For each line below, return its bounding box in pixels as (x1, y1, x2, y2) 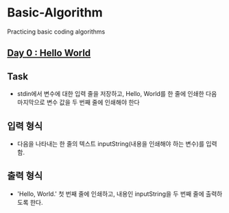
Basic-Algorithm (7, 5, 103, 21)
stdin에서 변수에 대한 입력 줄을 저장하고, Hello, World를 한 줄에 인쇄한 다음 (16, 90, 217, 98)
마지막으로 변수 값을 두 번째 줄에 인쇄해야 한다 (16, 98, 140, 107)
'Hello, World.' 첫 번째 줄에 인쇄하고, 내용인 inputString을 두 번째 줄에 (16, 190, 204, 198)
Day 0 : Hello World (7, 47, 91, 59)
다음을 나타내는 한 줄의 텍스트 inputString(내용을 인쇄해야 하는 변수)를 (16, 139, 204, 148)
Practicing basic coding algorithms (7, 27, 106, 36)
